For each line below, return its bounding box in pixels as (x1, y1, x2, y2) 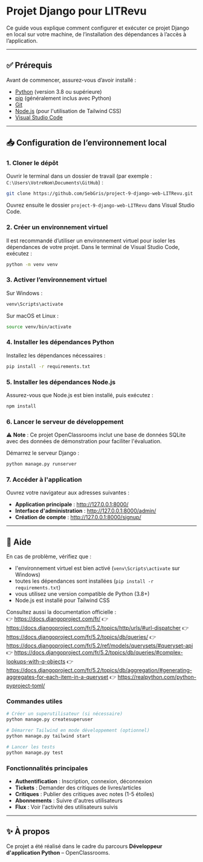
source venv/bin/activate (6, 323, 71, 330)
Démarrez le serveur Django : (6, 449, 80, 457)
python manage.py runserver (6, 461, 77, 467)
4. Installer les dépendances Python (6, 338, 115, 346)
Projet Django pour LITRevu (6, 4, 147, 18)
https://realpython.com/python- (117, 673, 196, 681)
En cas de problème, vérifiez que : (6, 553, 92, 560)
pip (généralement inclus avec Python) (14, 94, 112, 102)
